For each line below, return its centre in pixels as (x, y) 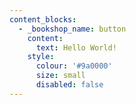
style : (41, 57)
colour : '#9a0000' (74, 66)
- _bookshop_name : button (72, 29)
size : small (60, 76)
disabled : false (69, 85)
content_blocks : (43, 19)
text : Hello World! (76, 47)
